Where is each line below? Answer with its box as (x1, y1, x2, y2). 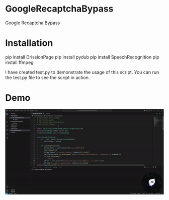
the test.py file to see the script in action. (5, 74, 90, 81)
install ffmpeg (5, 59, 34, 65)
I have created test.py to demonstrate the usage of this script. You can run (5, 69, 159, 75)
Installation (5, 37, 53, 49)
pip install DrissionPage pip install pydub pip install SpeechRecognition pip (5, 54, 159, 60)
